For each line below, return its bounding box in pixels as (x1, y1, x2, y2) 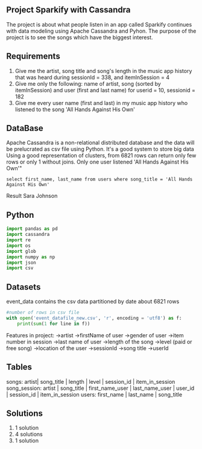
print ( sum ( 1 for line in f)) (17, 320, 90, 326)
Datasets (6, 282, 41, 292)
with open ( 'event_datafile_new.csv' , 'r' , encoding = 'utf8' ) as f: (6, 315, 182, 321)
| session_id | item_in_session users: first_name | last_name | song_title (6, 390, 183, 398)
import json (6, 260, 36, 266)
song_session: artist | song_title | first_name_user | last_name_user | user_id (6, 384, 195, 392)
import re (6, 237, 31, 243)
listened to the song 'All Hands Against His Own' (14, 106, 136, 113)
